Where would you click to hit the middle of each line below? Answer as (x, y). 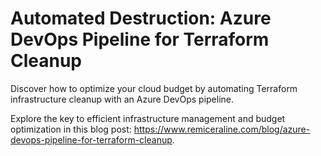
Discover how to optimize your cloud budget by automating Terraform (154, 88)
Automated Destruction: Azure (141, 18)
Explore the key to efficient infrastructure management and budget (148, 118)
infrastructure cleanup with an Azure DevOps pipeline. (122, 99)
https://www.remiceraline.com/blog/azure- (222, 129)
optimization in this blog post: (71, 129)
